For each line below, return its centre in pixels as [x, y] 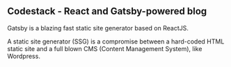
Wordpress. [24, 56]
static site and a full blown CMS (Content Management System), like [105, 48]
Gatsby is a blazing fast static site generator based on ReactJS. [98, 28]
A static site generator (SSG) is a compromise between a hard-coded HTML [116, 41]
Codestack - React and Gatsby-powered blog [107, 11]
